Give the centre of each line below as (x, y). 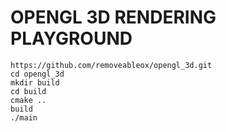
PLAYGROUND (71, 38)
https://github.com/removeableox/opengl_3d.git (111, 65)
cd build (28, 91)
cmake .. (28, 100)
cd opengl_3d (37, 74)
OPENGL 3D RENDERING (113, 17)
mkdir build (35, 82)
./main (24, 117)
